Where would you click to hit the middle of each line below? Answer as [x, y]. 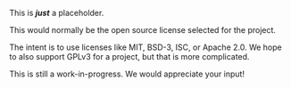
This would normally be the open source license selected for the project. [143, 30]
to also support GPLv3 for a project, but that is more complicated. [129, 56]
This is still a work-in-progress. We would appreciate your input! [127, 74]
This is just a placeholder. [57, 13]
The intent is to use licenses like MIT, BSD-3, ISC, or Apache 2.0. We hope [146, 47]
